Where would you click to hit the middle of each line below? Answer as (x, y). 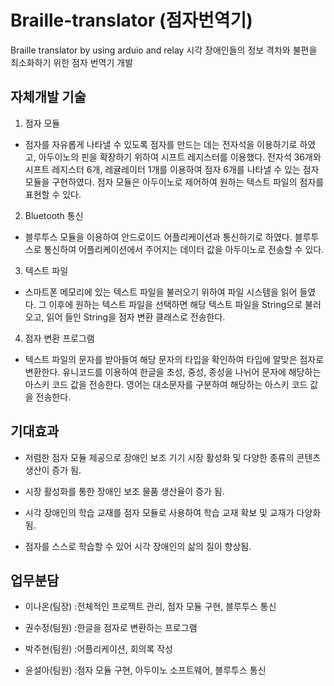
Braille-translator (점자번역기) (131, 20)
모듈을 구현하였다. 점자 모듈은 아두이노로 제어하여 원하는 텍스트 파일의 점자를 (174, 182)
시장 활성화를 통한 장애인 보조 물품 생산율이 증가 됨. (124, 491)
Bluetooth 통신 (54, 215)
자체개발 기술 (48, 97)
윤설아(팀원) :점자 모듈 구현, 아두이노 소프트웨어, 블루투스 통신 (145, 670)
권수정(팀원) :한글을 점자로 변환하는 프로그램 (111, 628)
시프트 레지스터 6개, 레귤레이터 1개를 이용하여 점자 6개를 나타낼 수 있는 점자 (172, 169)
